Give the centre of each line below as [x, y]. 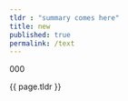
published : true [40, 35]
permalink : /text [42, 43]
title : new [30, 26]
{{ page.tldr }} [35, 86]
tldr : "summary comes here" [64, 18]
